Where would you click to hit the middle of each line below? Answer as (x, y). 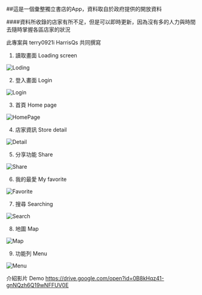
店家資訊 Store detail (41, 130)
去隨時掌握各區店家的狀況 (38, 30)
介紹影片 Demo (25, 278)
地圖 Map (27, 229)
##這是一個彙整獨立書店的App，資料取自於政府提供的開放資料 (84, 9)
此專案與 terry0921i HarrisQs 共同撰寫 (54, 42)
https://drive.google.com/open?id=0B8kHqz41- (105, 278)
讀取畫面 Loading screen (46, 55)
